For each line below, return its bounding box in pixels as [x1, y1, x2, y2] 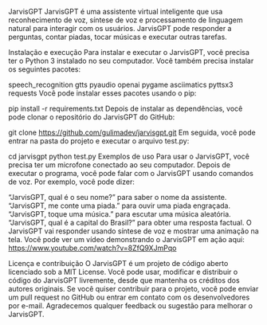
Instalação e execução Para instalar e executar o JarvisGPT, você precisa [8, 48, 249, 57]
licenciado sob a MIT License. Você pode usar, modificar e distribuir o [8, 267, 238, 276]
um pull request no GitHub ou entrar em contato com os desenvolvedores [8, 292, 250, 302]
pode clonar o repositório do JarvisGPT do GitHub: [8, 112, 175, 122]
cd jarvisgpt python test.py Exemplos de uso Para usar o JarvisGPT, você [8, 151, 249, 161]
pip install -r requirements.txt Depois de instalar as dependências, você [8, 104, 243, 113]
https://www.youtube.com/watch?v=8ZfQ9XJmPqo [8, 243, 177, 253]
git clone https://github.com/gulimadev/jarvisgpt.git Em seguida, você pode [8, 127, 257, 137]
